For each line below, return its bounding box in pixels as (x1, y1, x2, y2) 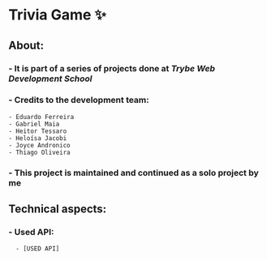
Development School (8, 73, 93, 84)
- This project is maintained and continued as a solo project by (8, 167, 260, 178)
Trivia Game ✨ (8, 6, 107, 24)
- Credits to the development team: (8, 95, 150, 106)
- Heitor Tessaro (8, 127, 67, 135)
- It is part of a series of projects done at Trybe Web (8, 62, 216, 74)
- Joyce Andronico (8, 141, 71, 149)
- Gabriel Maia (8, 120, 60, 128)
